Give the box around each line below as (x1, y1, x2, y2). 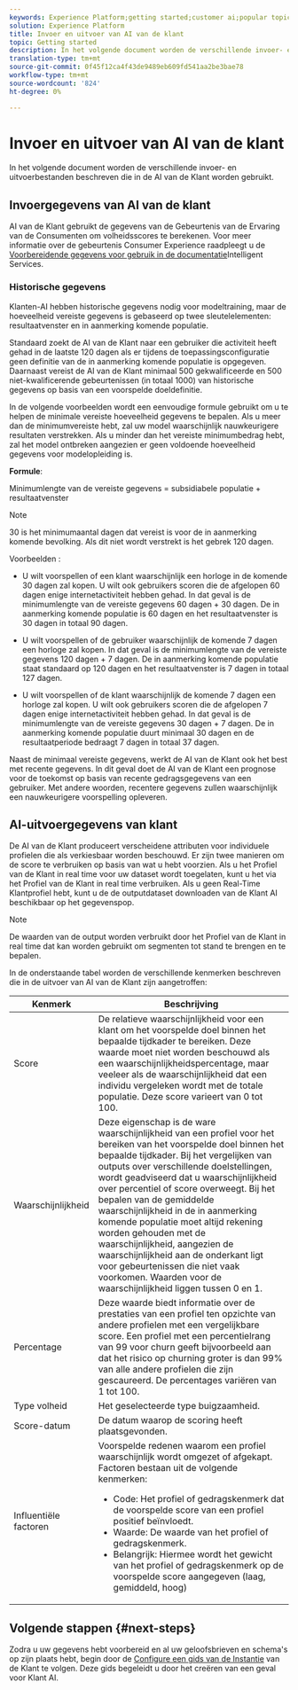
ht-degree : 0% (9, 87, 62, 96)
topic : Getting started (9, 37, 98, 47)
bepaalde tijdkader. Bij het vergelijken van (98, 1149, 272, 1162)
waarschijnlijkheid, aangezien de (98, 1238, 234, 1250)
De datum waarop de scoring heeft (98, 1414, 243, 1427)
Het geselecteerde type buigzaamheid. (98, 1400, 260, 1412)
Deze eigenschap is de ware (98, 1116, 216, 1129)
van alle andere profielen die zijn (98, 1363, 233, 1375)
